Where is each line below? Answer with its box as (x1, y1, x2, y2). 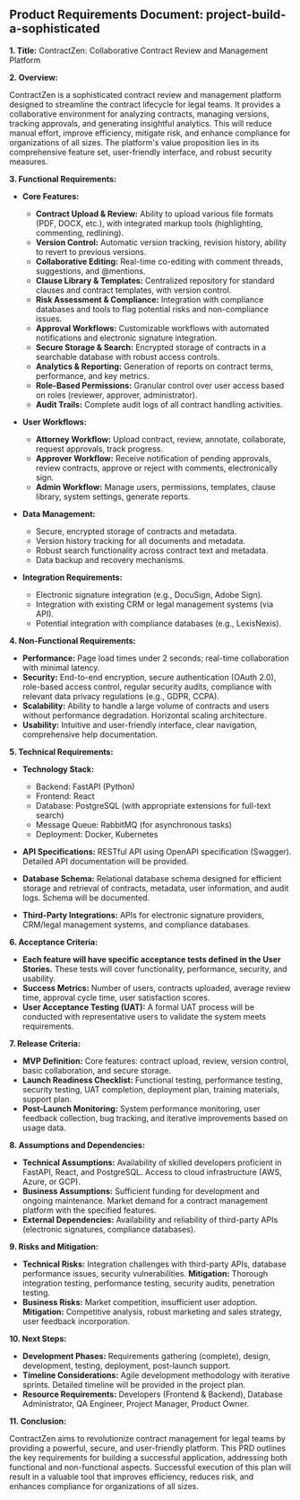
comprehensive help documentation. (21, 729, 159, 740)
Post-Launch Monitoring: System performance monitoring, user (21, 1103, 261, 1114)
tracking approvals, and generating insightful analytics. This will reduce (9, 118, 272, 128)
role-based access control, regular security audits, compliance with (21, 681, 272, 692)
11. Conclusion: (9, 1416, 67, 1426)
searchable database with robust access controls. (35, 351, 220, 362)
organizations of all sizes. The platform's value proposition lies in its (9, 136, 260, 147)
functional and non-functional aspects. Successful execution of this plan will (9, 1461, 291, 1472)
